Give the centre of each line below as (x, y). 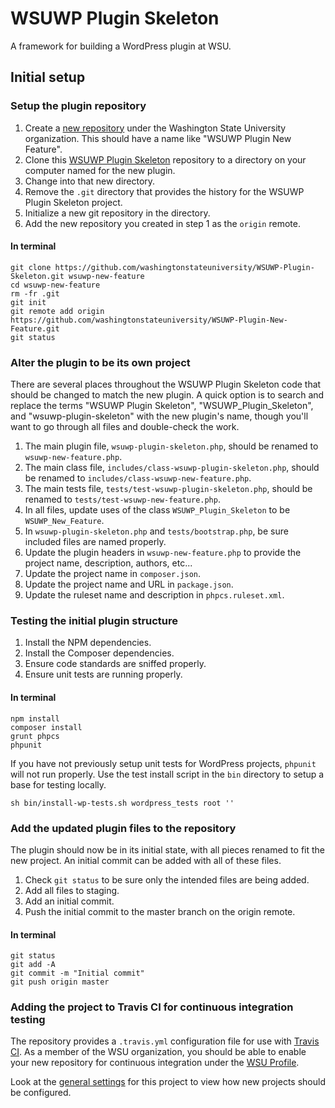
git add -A (33, 965)
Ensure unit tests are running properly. (103, 674)
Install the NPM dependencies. (88, 643)
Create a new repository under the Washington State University (155, 128)
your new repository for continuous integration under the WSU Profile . (155, 1063)
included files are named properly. (95, 542)
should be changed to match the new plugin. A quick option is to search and (167, 395)
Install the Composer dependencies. (99, 653)
